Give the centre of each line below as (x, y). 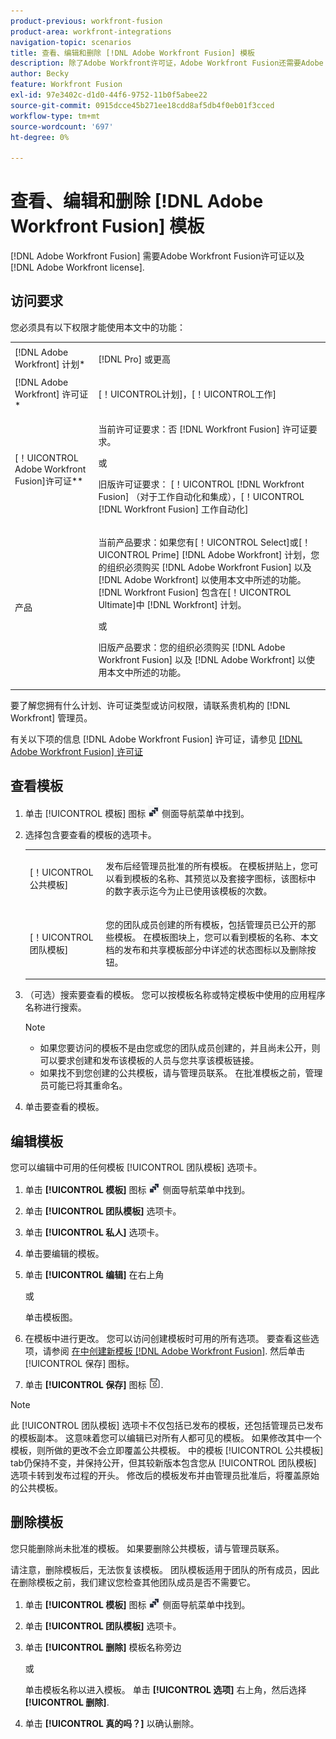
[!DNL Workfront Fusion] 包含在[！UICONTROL (195, 592)
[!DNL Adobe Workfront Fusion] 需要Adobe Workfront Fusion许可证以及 (157, 256)
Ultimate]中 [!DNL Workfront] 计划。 (172, 605)
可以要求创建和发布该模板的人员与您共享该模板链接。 (149, 1061)
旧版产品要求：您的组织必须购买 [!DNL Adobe (192, 647)
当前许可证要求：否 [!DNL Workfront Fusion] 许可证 (203, 429)
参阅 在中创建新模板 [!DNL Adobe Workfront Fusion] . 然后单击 (178, 1351)
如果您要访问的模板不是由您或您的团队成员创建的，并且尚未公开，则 (180, 1048)
